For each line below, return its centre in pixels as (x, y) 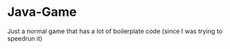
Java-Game (42, 12)
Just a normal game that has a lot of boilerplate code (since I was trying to (115, 31)
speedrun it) (25, 38)
